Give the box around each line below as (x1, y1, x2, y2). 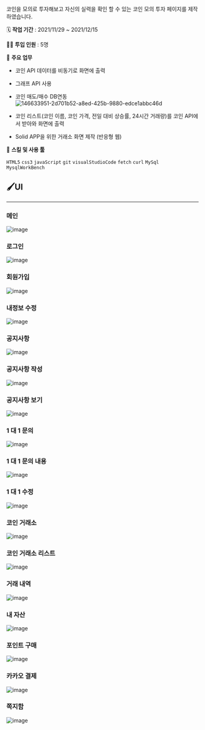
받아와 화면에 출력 (21, 120, 65, 127)
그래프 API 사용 (15, 80, 52, 87)
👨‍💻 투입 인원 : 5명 (6, 41, 49, 48)
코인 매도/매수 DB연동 (15, 93, 68, 100)
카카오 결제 (6, 672, 37, 680)
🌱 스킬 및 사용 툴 (6, 146, 45, 153)
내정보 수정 (6, 303, 37, 312)
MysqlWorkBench (6, 164, 45, 171)
